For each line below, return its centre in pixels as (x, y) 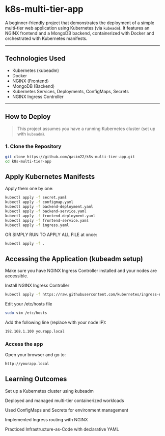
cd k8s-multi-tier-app (28, 161)
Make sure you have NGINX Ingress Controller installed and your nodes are (81, 271)
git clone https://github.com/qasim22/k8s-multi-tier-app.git (70, 157)
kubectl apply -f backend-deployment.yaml (49, 207)
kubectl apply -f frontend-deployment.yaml (50, 216)
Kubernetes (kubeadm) (36, 70)
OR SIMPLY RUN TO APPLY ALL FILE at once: (51, 235)
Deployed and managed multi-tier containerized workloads (65, 401)
